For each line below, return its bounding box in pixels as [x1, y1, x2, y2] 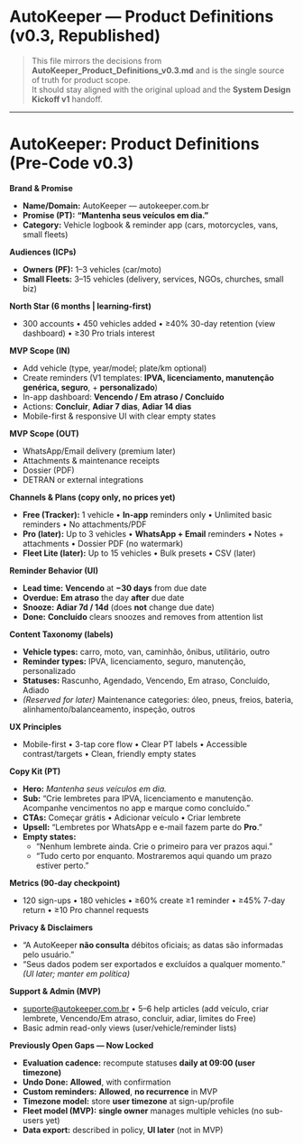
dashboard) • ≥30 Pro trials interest [22, 328, 155, 338]
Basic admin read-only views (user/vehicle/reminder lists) [22, 1022, 237, 1033]
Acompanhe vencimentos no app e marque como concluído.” [22, 802, 251, 813]
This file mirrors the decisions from [31, 55, 162, 66]
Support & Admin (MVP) [9, 985, 101, 996]
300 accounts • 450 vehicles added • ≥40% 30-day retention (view [22, 318, 276, 328]
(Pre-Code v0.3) [9, 153, 134, 173]
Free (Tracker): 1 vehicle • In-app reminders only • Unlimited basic [22, 509, 272, 520]
